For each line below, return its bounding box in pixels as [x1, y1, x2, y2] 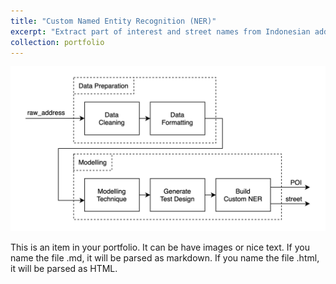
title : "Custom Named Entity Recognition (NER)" [10, 16, 217, 26]
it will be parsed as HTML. [10, 263, 118, 275]
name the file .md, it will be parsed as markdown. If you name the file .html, [10, 252, 320, 264]
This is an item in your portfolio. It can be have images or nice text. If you [10, 241, 310, 254]
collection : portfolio [10, 37, 105, 47]
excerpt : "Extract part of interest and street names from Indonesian [10, 26, 311, 37]
